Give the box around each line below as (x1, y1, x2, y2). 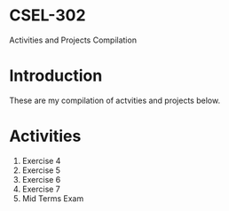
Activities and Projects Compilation (9, 35, 138, 45)
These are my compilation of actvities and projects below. (9, 95, 220, 105)
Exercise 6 (21, 174, 61, 184)
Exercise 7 (21, 184, 60, 194)
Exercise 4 (21, 155, 61, 166)
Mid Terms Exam (21, 192, 84, 204)
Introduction (9, 66, 103, 86)
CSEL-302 (9, 5, 86, 26)
